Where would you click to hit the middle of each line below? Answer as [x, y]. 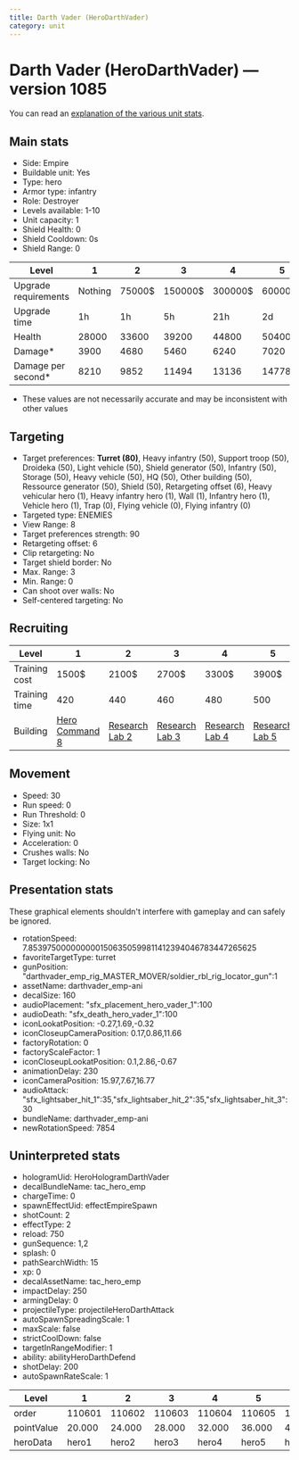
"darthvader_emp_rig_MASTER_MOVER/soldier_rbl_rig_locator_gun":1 [150, 976]
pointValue [36, 1428]
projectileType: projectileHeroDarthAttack [98, 1310]
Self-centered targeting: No [73, 601]
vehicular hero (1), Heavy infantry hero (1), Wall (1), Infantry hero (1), [146, 496]
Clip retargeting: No [58, 553]
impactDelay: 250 [54, 1291]
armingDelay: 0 [50, 1300]
